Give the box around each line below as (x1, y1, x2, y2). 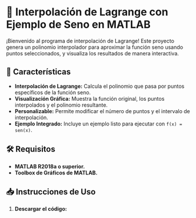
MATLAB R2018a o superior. (14, 163, 85, 170)
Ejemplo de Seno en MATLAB (6, 18, 151, 31)
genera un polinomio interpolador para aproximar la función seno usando (6, 44, 184, 51)
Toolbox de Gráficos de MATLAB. (14, 169, 98, 176)
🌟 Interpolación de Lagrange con (6, 5, 169, 19)
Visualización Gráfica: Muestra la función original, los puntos (14, 95, 165, 102)
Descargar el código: (14, 206, 67, 213)
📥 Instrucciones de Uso (6, 187, 96, 197)
